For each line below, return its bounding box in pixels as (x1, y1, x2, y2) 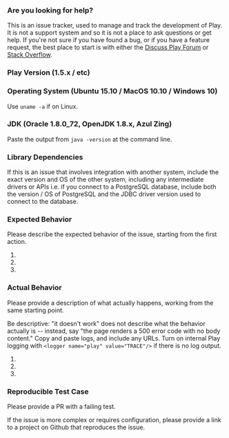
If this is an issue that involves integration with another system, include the (7, 168, 219, 176)
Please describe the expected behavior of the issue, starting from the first (7, 230, 217, 238)
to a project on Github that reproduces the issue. (7, 423, 146, 431)
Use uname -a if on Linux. (7, 102, 78, 111)
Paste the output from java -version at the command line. (7, 135, 172, 143)
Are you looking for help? (7, 6, 94, 15)
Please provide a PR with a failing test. (7, 403, 116, 410)
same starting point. (7, 306, 64, 314)
